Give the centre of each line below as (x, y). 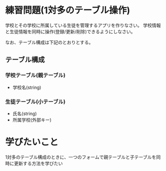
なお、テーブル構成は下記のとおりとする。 (49, 42)
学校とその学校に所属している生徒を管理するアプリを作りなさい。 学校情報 (83, 25)
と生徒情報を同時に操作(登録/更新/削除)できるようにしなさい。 (70, 31)
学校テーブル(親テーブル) (35, 75)
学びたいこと (32, 142)
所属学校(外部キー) (32, 120)
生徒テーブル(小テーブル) (35, 101)
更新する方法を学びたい (38, 163)
